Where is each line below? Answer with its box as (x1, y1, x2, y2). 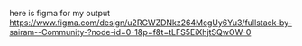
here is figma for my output (9, 8, 111, 18)
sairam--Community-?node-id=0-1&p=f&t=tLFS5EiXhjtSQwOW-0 (9, 27, 252, 37)
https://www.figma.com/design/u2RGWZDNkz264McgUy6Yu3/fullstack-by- (9, 17, 293, 28)
